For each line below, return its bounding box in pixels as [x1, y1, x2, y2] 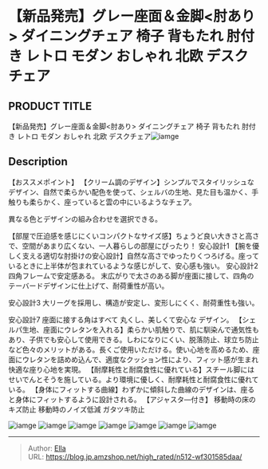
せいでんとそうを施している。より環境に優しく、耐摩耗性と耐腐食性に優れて [8, 374, 259, 384]
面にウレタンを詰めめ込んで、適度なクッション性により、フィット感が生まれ [8, 354, 259, 364]
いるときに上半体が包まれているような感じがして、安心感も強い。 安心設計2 [8, 261, 258, 270]
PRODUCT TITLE [8, 99, 93, 112]
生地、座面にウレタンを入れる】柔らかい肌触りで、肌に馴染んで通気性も [22, 325, 259, 334]
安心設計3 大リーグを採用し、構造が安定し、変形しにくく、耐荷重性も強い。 [8, 298, 259, 307]
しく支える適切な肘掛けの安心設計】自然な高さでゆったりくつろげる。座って [8, 250, 259, 260]
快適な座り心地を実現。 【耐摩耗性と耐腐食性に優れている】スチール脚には [8, 365, 255, 374]
